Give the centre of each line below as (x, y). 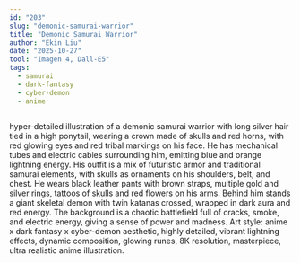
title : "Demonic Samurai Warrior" (74, 34)
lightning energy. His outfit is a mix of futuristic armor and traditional (135, 165)
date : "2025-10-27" (46, 51)
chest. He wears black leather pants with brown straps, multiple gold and (144, 184)
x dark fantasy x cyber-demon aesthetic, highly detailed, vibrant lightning (145, 232)
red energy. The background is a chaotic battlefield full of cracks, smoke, (144, 213)
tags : (19, 68)
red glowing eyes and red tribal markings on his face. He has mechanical (144, 145)
